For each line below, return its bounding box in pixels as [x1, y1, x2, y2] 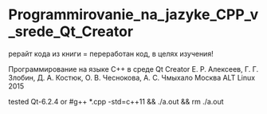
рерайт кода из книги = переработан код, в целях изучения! [8, 49, 214, 58]
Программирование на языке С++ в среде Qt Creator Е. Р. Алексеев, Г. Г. [8, 64, 259, 73]
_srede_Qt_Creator [8, 22, 134, 41]
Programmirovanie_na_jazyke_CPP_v [8, 6, 259, 24]
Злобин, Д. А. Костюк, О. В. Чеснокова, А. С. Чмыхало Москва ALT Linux [8, 73, 256, 82]
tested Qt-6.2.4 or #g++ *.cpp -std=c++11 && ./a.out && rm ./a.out [8, 96, 225, 106]
